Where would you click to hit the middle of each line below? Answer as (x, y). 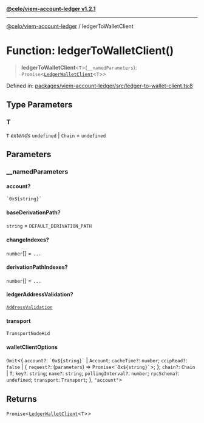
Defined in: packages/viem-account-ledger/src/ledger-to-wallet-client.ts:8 (100, 86)
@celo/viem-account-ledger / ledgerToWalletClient (70, 26)
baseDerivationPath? (33, 212)
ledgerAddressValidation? (40, 294)
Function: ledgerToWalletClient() (90, 51)
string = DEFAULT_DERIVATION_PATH (49, 226)
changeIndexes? (28, 240)
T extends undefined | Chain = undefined (56, 135)
